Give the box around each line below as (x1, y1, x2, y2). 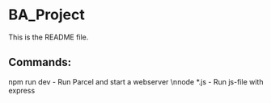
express (8, 85, 36, 95)
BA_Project (8, 6, 85, 24)
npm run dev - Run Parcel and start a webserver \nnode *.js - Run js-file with (8, 76, 264, 86)
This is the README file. (8, 32, 89, 42)
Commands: (8, 56, 72, 69)
